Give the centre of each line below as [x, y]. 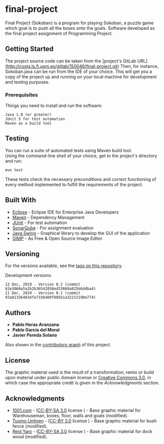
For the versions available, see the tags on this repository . [64, 266]
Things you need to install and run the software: [54, 106]
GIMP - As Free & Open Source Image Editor [57, 238]
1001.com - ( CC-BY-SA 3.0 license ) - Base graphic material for [76, 410]
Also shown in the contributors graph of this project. [58, 345]
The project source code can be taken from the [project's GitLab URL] [76, 61]
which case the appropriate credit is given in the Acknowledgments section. [82, 383]
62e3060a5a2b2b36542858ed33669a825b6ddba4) [51, 289]
